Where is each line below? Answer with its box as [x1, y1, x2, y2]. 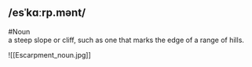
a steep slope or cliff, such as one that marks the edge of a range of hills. [8, 35, 245, 44]
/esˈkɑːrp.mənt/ [8, 6, 86, 19]
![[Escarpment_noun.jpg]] [8, 50, 92, 59]
